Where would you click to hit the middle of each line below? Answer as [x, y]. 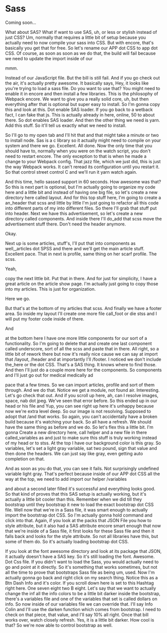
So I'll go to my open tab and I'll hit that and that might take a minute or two [82, 135]
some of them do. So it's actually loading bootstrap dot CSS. [67, 541]
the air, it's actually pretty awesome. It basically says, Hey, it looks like [77, 83]
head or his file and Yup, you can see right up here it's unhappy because [80, 406]
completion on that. [25, 459]
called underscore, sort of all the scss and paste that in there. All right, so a [82, 348]
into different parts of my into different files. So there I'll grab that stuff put [81, 208]
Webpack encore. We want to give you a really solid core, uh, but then [77, 99]
